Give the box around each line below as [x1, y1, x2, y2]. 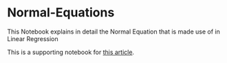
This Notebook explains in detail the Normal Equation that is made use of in [7, 27, 220, 36]
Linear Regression [7, 34, 58, 42]
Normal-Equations [7, 5, 115, 21]
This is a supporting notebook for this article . [7, 48, 135, 56]
